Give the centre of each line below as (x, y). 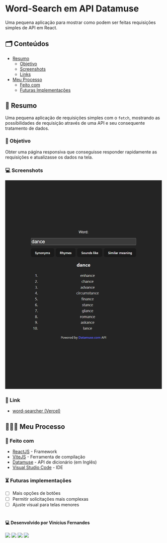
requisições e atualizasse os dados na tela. (49, 157)
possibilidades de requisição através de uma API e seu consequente (75, 123)
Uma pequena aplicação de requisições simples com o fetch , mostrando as (83, 118)
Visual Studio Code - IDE (38, 467)
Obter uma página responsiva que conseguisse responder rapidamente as (81, 152)
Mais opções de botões (36, 493)
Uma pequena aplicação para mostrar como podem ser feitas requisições (81, 22)
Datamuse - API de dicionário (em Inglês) (54, 462)
